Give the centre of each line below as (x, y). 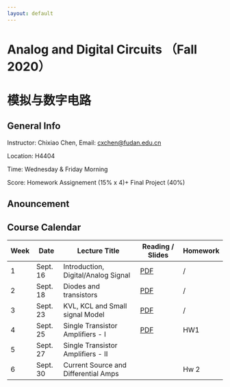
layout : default (30, 13)
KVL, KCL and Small (95, 306)
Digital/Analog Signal (97, 275)
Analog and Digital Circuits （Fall (102, 49)
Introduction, (84, 266)
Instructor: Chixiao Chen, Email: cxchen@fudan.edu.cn (84, 142)
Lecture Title (98, 251)
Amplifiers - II (86, 354)
